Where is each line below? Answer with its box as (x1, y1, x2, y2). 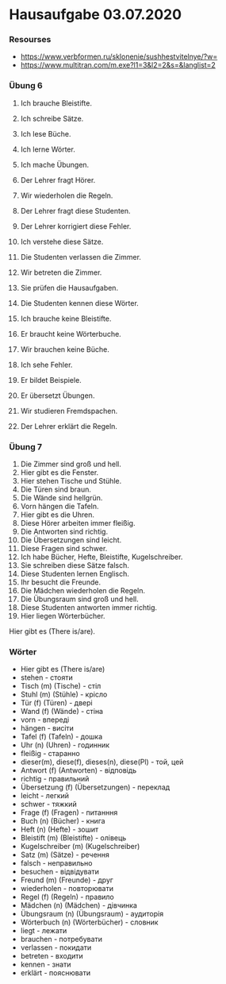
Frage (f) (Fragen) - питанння (20, 808, 118, 817)
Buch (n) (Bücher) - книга (20, 816, 105, 826)
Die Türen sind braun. (20, 484, 92, 494)
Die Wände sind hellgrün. (20, 493, 103, 503)
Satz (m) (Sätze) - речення (20, 850, 110, 859)
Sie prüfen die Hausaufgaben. (20, 283, 118, 292)
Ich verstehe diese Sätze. (20, 237, 104, 246)
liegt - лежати (20, 926, 67, 936)
